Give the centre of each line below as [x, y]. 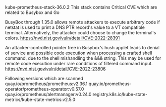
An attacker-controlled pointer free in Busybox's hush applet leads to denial [82, 48]
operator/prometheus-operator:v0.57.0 [45, 89]
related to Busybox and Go [32, 12]
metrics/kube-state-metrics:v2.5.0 [40, 100]
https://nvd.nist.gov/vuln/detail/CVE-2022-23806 [55, 69]
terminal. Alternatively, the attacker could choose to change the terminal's [81, 33]
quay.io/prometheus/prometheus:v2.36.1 [46, 84]
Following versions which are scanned [44, 78]
